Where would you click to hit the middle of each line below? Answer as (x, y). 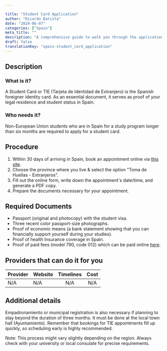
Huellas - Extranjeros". (35, 175)
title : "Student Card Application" (42, 14)
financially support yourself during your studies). (62, 234)
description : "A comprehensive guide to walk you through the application (84, 37)
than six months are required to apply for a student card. (63, 131)
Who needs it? (23, 115)
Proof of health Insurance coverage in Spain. (58, 239)
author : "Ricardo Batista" (33, 19)
